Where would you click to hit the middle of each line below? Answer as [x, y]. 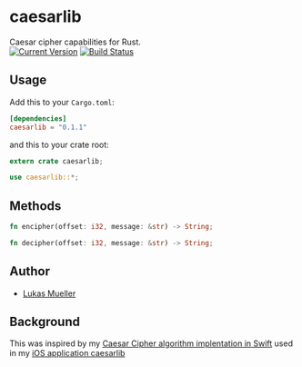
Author [30, 271]
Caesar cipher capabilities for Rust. [75, 42]
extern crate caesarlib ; [56, 161]
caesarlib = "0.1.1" [49, 127]
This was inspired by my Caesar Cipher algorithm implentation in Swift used [151, 343]
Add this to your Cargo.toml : [62, 102]
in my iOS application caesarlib [67, 353]
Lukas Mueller [49, 293]
